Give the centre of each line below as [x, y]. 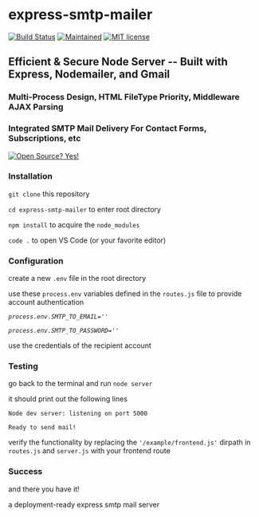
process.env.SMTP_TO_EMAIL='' [59, 317]
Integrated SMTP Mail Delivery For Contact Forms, [108, 128]
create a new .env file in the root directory [77, 278]
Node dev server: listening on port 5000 [78, 414]
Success [26, 472]
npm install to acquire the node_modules [74, 224]
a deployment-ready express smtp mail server [84, 504]
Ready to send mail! [43, 428]
